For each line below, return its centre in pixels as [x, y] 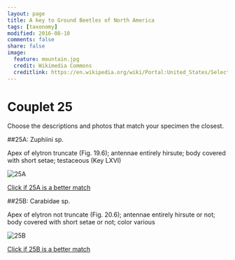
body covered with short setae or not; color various [81, 222]
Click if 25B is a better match [49, 250]
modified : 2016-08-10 [39, 33]
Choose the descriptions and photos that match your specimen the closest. [116, 126]
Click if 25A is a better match [49, 188]
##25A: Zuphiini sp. [36, 140]
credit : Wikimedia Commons [53, 66]
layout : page [26, 14]
